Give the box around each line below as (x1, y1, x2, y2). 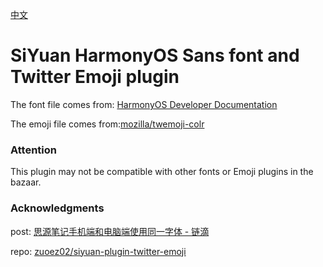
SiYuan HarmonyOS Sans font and (10, 44, 300, 67)
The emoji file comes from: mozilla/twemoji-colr (10, 118, 205, 130)
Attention (10, 143, 57, 157)
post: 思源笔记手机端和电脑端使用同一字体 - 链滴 (10, 225, 210, 237)
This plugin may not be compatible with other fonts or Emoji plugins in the (10, 166, 314, 178)
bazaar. (10, 176, 42, 188)
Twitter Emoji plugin (10, 66, 180, 88)
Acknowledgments (10, 201, 105, 215)
